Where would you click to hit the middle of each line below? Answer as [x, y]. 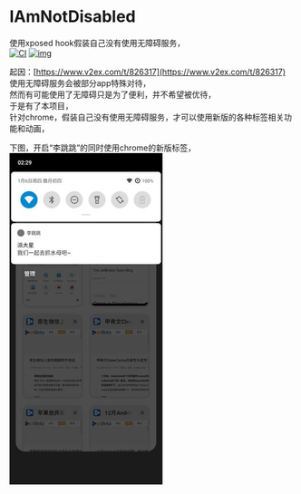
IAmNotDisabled [73, 17]
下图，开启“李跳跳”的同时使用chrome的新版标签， [103, 148]
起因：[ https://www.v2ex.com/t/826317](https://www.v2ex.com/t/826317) [148, 72]
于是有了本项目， [41, 105]
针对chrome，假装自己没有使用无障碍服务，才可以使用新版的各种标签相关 [147, 117]
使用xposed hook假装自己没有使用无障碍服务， [97, 43]
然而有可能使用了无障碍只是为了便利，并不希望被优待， [112, 94]
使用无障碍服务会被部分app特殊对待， [80, 82]
